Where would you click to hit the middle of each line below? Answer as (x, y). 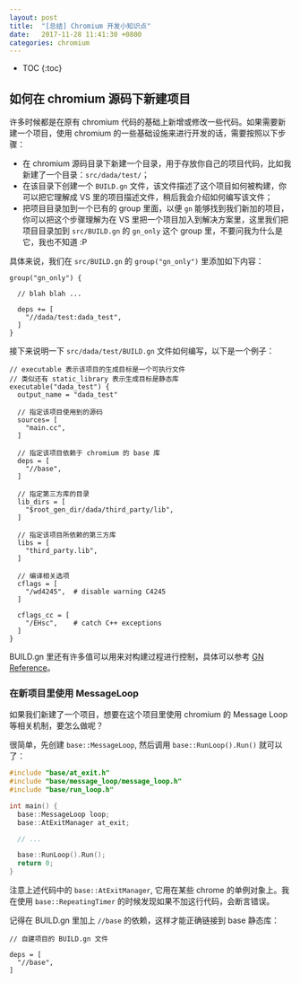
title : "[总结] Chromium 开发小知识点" (80, 26)
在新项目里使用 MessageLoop (74, 693)
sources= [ (38, 420)
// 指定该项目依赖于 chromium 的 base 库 (89, 453)
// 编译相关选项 (43, 576)
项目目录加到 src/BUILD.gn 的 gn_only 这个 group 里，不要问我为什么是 (153, 231)
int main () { (34, 806)
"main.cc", (46, 428)
